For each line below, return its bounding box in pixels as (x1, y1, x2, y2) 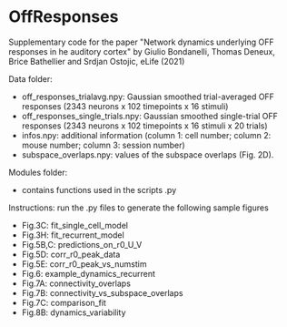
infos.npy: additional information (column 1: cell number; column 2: (21, 129, 272, 140)
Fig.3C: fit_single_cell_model (21, 220, 129, 230)
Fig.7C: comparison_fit (21, 297, 106, 308)
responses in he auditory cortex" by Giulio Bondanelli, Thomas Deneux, (8, 46, 276, 56)
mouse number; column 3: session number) (21, 139, 185, 150)
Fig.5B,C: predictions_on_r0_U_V (21, 239, 143, 250)
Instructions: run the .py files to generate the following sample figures (8, 202, 269, 213)
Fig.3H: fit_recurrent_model (21, 230, 124, 240)
